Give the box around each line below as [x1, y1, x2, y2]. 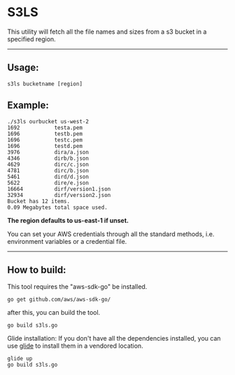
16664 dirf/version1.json [7, 185, 111, 193]
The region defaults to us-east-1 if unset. [7, 216, 129, 224]
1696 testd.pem [7, 142, 83, 149]
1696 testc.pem [7, 136, 83, 144]
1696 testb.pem [7, 130, 83, 137]
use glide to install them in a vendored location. [7, 341, 143, 350]
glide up [7, 355, 33, 362]
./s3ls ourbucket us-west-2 [7, 118, 90, 125]
